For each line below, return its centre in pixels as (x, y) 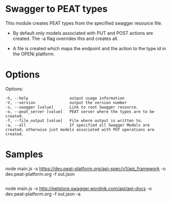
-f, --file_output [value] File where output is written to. (74, 120)
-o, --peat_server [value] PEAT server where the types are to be (80, 112)
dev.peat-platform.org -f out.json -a (43, 194)
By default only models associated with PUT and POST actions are (83, 33)
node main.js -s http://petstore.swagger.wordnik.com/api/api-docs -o (79, 188)
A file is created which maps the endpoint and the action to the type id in (89, 48)
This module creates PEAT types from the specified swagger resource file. (84, 23)
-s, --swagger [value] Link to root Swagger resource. (72, 107)
